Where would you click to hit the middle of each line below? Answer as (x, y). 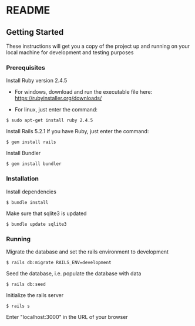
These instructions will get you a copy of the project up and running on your (98, 46)
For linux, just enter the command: (56, 110)
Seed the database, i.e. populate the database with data (74, 273)
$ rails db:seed (26, 284)
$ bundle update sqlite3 (36, 224)
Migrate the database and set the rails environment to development (88, 252)
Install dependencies (31, 192)
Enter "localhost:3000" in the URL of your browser (67, 317)
